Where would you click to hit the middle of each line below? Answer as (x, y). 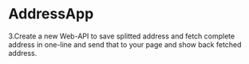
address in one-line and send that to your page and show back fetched (125, 44)
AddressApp (51, 14)
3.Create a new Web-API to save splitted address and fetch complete (122, 36)
